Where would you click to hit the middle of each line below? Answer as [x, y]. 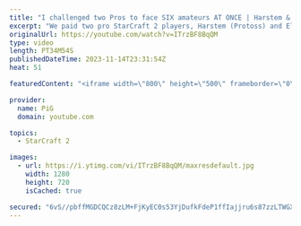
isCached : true [54, 191]
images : [24, 158]
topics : [24, 133]
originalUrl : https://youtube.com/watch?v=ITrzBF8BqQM [114, 34]
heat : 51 [26, 68]
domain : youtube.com [56, 117]
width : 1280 [47, 174]
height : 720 [47, 182]
